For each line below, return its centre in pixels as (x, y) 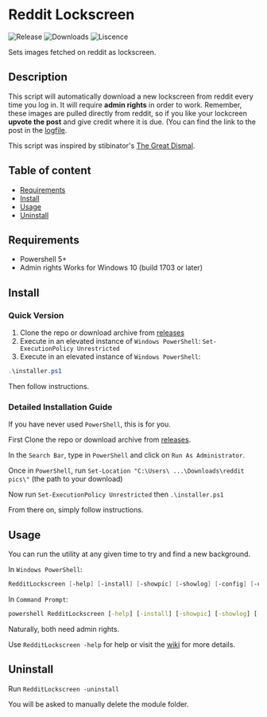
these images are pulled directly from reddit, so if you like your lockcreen (128, 113)
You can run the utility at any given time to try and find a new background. (130, 554)
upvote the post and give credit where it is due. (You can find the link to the (132, 122)
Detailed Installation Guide (60, 407)
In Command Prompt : (39, 599)
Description (38, 77)
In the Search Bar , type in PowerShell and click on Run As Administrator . (126, 455)
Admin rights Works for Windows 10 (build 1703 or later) (111, 267)
